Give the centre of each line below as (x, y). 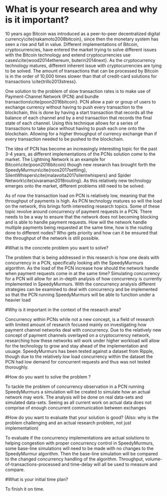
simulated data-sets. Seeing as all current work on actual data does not (79, 402)
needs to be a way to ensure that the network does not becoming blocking (82, 216)
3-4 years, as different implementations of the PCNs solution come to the (81, 154)
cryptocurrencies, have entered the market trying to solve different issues (81, 49)
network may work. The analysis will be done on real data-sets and (74, 397)
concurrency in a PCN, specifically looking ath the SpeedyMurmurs (74, 262)
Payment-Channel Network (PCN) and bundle (52, 96)
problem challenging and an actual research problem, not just (68, 422)
